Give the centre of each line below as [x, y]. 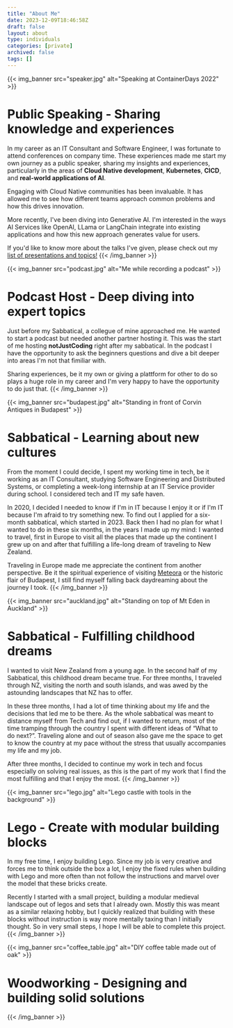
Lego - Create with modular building [113, 827]
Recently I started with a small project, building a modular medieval [103, 897]
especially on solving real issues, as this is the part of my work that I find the [117, 771]
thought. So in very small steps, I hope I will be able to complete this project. [116, 926]
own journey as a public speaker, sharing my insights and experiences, [109, 163]
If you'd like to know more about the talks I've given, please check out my [112, 248]
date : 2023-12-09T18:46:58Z [48, 20]
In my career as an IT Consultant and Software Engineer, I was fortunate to [114, 148]
